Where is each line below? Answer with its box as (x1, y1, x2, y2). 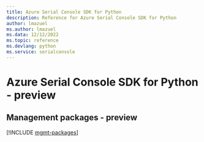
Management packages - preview (6, 113, 138, 123)
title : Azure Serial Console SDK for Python (6, 9, 122, 15)
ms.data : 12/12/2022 (6, 32, 59, 38)
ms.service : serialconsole (6, 49, 75, 55)
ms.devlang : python (6, 43, 56, 50)
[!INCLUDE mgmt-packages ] (6, 129, 78, 136)
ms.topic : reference (6, 37, 59, 43)
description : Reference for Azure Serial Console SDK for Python (6, 15, 176, 21)
